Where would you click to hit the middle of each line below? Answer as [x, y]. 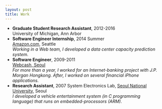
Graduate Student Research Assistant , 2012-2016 [64, 28]
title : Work [17, 14]
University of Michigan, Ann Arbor [47, 33]
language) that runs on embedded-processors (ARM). [67, 101]
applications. [26, 80]
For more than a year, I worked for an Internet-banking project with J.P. [85, 70]
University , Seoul [29, 91]
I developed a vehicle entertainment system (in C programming [76, 96]
